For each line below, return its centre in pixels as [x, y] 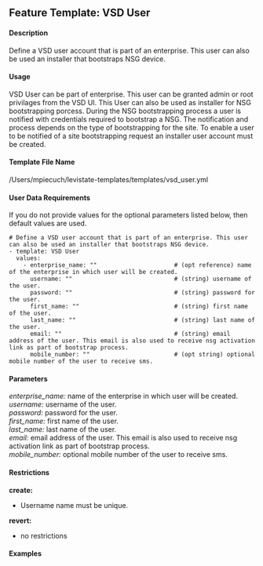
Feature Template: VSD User [80, 13]
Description [29, 33]
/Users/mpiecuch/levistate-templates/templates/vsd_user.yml [109, 179]
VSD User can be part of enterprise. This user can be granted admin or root [131, 94]
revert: [20, 520]
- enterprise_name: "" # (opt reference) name [137, 265]
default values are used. [48, 224]
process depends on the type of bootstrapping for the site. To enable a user [131, 127]
